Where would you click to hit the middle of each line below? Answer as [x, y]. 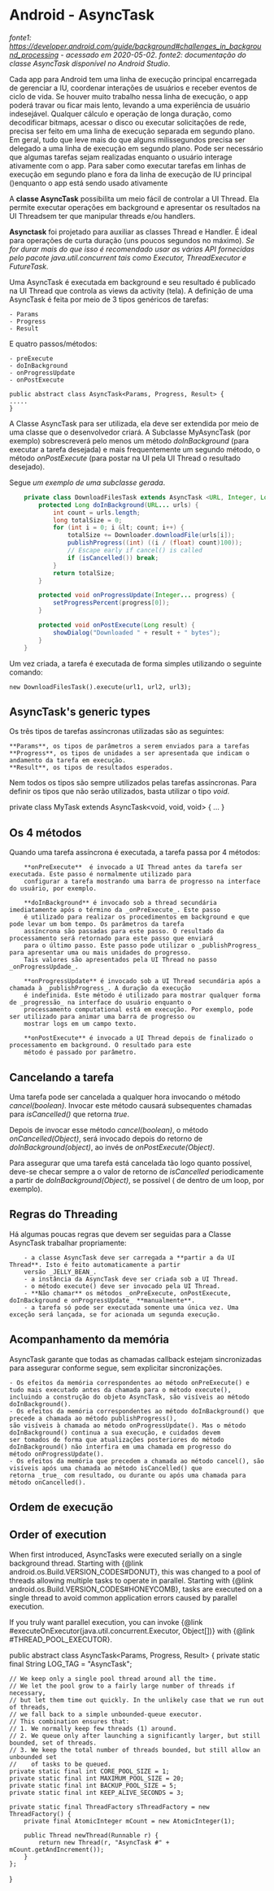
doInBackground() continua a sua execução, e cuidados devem [115, 1432]
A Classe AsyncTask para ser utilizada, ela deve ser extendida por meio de [134, 423]
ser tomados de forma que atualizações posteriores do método [117, 1439]
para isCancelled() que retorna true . [69, 1114]
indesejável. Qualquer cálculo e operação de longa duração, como [121, 114]
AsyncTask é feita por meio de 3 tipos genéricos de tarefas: [109, 299]
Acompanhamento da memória [89, 1340]
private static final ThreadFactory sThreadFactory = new [109, 1807]
